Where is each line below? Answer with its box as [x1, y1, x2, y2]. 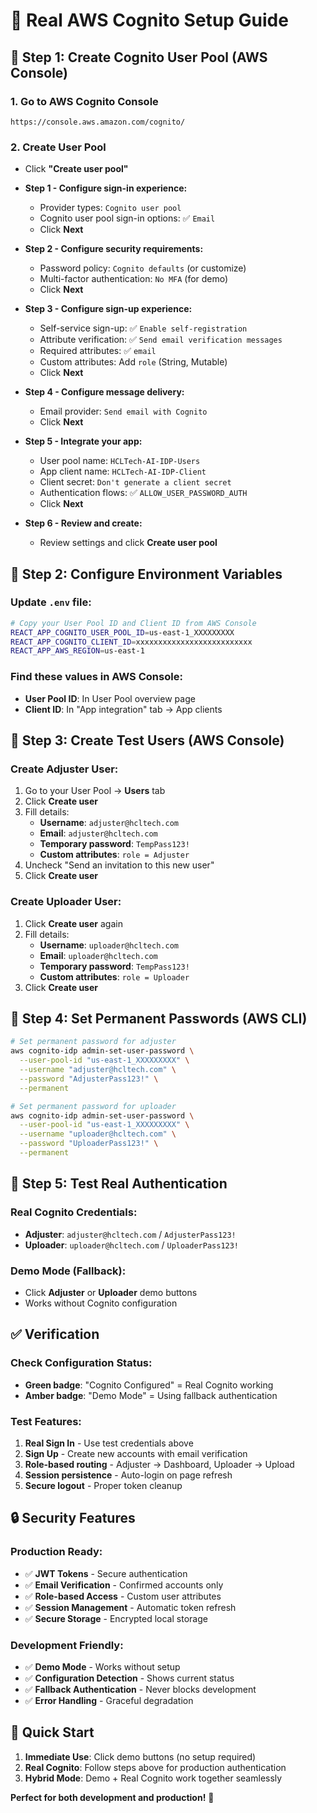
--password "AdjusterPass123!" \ [19, 1074, 159, 1084]
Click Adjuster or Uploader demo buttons [24, 1286, 198, 1298]
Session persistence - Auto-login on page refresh [24, 1469, 233, 1481]
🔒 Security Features [10, 1510, 136, 1527]
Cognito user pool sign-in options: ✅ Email [39, 212, 216, 224]
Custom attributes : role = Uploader [39, 970, 190, 983]
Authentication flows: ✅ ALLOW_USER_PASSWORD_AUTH [39, 487, 248, 499]
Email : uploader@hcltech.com [39, 949, 158, 961]
